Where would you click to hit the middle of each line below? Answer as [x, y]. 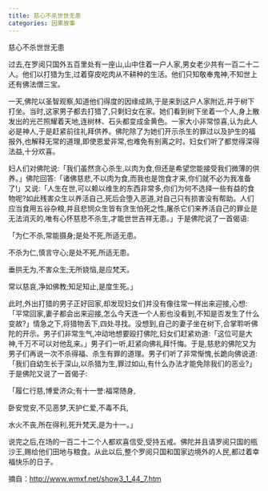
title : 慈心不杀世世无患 [45, 16]
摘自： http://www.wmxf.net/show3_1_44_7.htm [85, 478]
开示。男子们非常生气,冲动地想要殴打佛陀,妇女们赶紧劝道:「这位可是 [134, 333]
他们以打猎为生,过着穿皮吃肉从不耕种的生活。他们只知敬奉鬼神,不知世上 [140, 74]
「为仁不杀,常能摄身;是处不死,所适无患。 [75, 235]
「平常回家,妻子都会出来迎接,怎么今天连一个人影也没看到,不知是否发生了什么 [134, 313]
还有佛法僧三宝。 [36, 84]
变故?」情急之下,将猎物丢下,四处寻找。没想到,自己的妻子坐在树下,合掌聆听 [130, 323]
